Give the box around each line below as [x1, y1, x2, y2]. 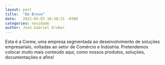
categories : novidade [5, 21, 50, 26]
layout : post [5, 7, 32, 12]
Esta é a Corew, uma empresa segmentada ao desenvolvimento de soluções [5, 39, 160, 44]
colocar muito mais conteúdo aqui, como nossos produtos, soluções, [5, 49, 145, 55]
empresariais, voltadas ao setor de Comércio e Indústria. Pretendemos [5, 44, 149, 50]
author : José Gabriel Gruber [5, 25, 65, 30]
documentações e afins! [5, 54, 54, 60]
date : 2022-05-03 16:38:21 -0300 [5, 16, 78, 21]
